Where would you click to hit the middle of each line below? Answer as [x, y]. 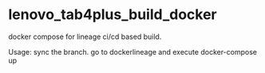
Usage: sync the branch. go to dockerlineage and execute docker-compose [133, 52]
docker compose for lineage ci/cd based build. [85, 36]
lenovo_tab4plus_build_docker [113, 15]
